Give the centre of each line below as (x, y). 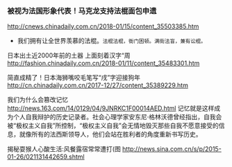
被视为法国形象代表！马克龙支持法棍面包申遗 (82, 10)
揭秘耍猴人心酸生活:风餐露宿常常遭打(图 (64, 149)
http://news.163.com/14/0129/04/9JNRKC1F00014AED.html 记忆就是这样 (111, 108)
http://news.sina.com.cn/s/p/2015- (172, 149)
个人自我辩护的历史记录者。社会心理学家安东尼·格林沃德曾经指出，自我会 (117, 117)
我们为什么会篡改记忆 (38, 100)
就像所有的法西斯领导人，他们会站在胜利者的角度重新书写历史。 (110, 134)
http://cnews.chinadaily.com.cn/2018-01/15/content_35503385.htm (103, 26)
